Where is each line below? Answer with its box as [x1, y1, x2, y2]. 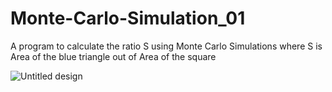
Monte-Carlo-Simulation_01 [10, 7, 246, 30]
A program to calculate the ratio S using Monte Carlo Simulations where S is [10, 40, 323, 52]
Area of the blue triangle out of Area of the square [10, 50, 217, 62]
